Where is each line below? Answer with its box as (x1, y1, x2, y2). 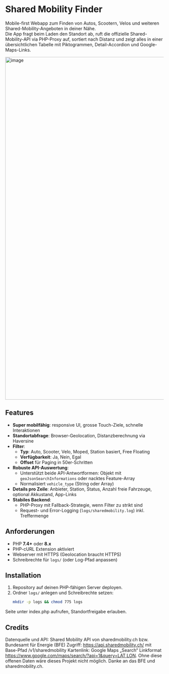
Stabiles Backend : (12, 497, 51, 503)
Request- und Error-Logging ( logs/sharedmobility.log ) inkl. (20, 507, 145, 513)
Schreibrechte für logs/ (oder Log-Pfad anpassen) (12, 556, 118, 562)
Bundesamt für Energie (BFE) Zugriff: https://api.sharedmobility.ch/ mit (5, 642, 152, 648)
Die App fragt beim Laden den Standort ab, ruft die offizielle (5, 31, 129, 37)
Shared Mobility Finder (5, 4, 103, 15)
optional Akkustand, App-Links (12, 491, 77, 497)
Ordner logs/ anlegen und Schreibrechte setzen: (12, 590, 114, 596)
